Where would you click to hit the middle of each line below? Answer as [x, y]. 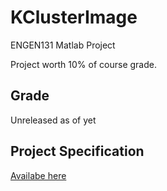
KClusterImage [74, 17]
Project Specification [77, 151]
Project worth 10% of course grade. [83, 64]
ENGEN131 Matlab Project [63, 45]
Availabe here [38, 175]
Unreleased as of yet [53, 120]
